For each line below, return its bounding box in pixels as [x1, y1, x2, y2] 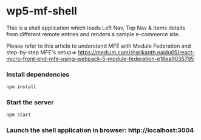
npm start [6, 112, 32, 118]
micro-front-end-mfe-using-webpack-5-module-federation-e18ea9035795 [6, 55, 194, 62]
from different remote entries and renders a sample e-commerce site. [6, 30, 180, 37]
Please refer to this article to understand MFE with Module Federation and [6, 42, 191, 49]
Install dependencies [6, 70, 70, 78]
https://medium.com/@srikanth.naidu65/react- [78, 48, 195, 56]
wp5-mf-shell [6, 4, 78, 18]
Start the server [6, 98, 54, 107]
